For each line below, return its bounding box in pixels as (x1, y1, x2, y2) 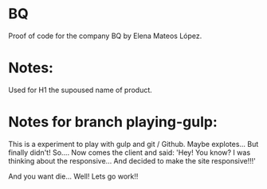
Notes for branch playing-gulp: (8, 113, 218, 131)
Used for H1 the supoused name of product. (8, 85, 153, 94)
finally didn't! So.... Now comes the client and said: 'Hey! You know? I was (8, 148, 251, 157)
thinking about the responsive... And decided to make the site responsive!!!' (8, 156, 257, 165)
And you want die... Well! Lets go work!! (8, 172, 139, 181)
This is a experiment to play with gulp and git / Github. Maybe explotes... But (8, 139, 259, 148)
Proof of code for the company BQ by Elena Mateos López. (8, 31, 202, 40)
